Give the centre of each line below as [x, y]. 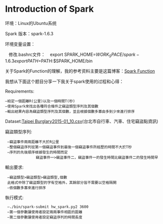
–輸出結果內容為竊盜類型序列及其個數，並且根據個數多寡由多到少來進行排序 [70, 111]
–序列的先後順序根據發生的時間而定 [37, 152]
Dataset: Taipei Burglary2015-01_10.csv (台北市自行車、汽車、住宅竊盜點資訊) [82, 121]
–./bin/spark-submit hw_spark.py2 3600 [48, 207]
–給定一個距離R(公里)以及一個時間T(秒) [40, 101]
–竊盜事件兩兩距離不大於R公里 [33, 142]
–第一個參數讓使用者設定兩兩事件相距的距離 [45, 212]
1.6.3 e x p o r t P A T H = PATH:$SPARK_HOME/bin [49, 61]
